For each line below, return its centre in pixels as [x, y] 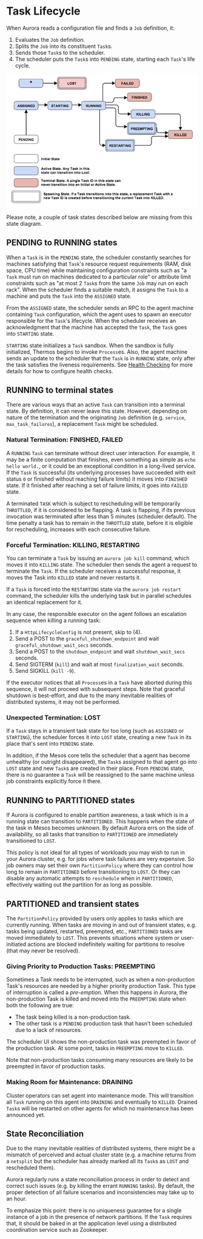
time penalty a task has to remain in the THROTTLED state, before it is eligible [100, 522]
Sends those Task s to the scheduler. [60, 52]
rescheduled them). [31, 1168]
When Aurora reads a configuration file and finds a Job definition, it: [90, 28]
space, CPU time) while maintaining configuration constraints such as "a [97, 270]
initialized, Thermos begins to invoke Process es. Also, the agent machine [97, 352]
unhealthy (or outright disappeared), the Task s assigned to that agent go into [102, 762]
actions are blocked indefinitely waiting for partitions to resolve [106, 944]
